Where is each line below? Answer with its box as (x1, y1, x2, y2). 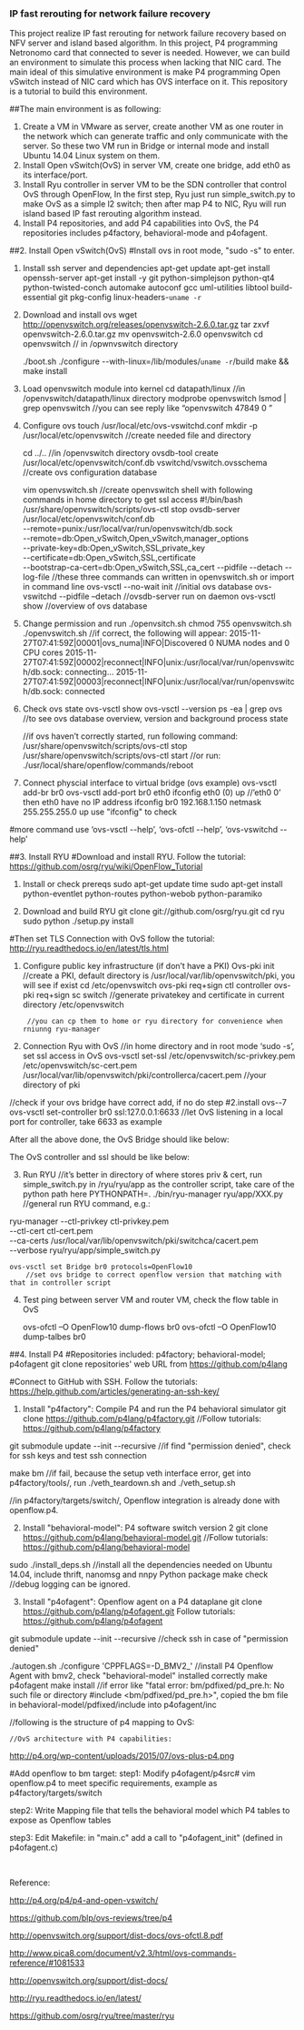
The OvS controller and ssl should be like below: (9, 1152, 191, 1163)
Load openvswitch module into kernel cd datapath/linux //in (22, 383, 246, 394)
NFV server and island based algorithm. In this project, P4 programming (9, 37, 279, 48)
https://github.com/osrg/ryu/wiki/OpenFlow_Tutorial (9, 861, 203, 872)
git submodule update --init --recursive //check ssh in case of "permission (9, 1633, 289, 1644)
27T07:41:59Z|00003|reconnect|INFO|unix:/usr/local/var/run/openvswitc (22, 676, 295, 687)
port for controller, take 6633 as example (9, 1116, 162, 1127)
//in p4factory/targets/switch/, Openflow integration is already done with (9, 1495, 280, 1506)
